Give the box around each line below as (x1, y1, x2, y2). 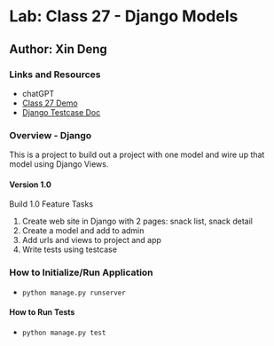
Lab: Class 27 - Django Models (9, 6, 239, 27)
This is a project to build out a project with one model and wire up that (9, 149, 265, 161)
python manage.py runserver (21, 288, 126, 297)
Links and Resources (9, 68, 101, 81)
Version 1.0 (9, 179, 51, 190)
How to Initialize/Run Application (9, 266, 153, 279)
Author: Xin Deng (9, 42, 108, 57)
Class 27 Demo (21, 98, 78, 108)
